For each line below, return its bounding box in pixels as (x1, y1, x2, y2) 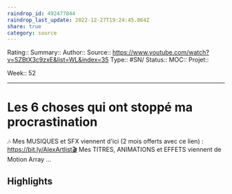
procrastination (7, 115, 98, 130)
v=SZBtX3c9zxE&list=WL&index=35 (7, 56, 109, 64)
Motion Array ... (7, 155, 52, 164)
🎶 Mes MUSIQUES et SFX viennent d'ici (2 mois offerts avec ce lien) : (7, 137, 204, 146)
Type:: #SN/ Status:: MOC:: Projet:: (110, 56, 209, 64)
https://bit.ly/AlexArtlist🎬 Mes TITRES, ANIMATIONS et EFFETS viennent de (7, 146, 222, 154)
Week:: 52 (7, 69, 36, 77)
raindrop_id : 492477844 (7, 10, 76, 17)
